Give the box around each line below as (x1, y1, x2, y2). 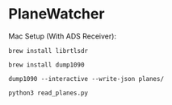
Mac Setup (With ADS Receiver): (8, 31, 117, 41)
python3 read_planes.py (8, 89, 89, 97)
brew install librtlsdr (8, 46, 89, 55)
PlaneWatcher (8, 5, 105, 23)
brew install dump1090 (8, 61, 85, 69)
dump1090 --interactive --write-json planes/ (8, 75, 164, 83)
